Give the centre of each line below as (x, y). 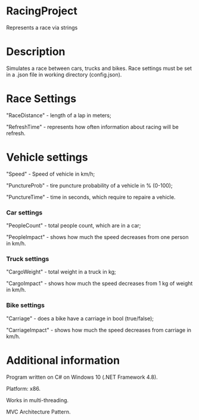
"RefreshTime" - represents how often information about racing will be (92, 127)
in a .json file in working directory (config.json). (64, 74)
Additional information (63, 360)
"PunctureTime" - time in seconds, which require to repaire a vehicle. (91, 197)
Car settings (24, 212)
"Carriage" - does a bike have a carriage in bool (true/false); (80, 318)
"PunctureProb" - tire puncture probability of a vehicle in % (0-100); (89, 185)
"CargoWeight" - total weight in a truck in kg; (61, 272)
